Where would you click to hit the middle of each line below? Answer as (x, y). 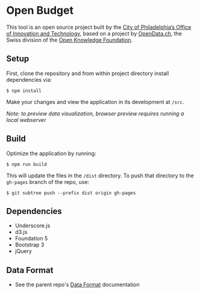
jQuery (23, 251)
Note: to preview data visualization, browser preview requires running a (95, 113)
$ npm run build (27, 164)
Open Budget (40, 11)
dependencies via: (29, 79)
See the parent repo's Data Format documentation (77, 285)
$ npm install (24, 91)
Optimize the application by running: (51, 153)
